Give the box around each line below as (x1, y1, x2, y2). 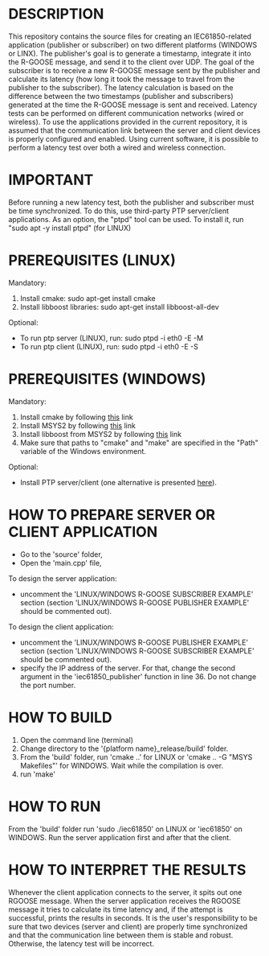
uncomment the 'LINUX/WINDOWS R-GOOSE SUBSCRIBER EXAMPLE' (19, 589, 254, 599)
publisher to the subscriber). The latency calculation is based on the (8, 82, 234, 93)
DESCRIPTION (8, 5, 104, 23)
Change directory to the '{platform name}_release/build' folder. (19, 744, 229, 753)
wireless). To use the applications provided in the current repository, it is (8, 117, 247, 126)
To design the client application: (8, 621, 114, 632)
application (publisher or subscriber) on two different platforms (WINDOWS (8, 39, 258, 49)
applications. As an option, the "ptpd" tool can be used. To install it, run (8, 214, 244, 224)
